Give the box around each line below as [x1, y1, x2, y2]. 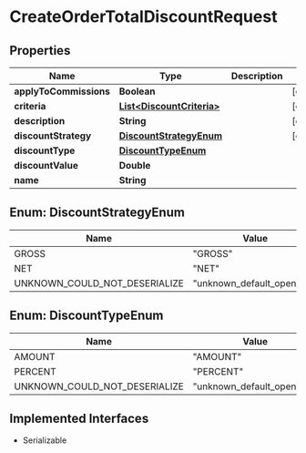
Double [118, 160, 151, 171]
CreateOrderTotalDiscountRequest [9, 6, 278, 27]
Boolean [118, 85, 156, 98]
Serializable [22, 435, 67, 446]
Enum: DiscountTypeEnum [9, 308, 164, 324]
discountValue [14, 160, 79, 171]
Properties [9, 43, 71, 58]
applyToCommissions [14, 85, 111, 98]
